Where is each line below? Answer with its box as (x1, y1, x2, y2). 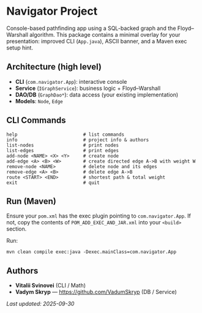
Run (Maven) (6, 196, 56, 206)
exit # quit (6, 179, 100, 186)
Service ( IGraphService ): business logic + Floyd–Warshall (15, 84, 161, 92)
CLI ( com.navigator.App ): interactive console (15, 78, 127, 85)
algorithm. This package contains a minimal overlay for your (29, 31, 181, 38)
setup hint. (6, 44, 34, 51)
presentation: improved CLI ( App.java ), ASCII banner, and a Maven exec (6, 37, 187, 45)
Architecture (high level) (6, 62, 102, 72)
